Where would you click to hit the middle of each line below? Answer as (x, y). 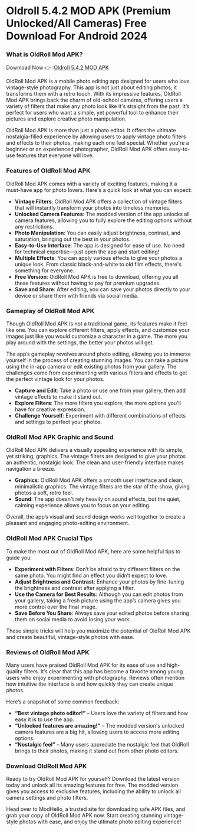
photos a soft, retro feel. (44, 493)
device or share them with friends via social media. (76, 295)
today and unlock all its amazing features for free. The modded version (92, 785)
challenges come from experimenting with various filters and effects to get (97, 373)
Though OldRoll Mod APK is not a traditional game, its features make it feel (97, 324)
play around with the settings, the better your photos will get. (80, 343)
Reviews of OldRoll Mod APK (48, 652)
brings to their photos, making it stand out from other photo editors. (97, 751)
